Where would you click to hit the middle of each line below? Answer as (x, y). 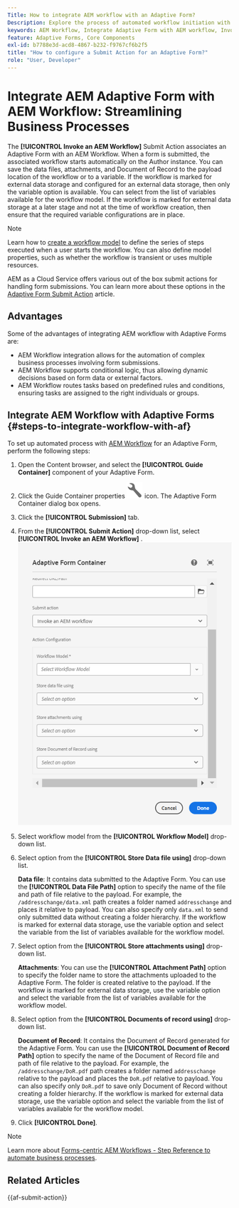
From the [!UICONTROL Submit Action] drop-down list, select (109, 531)
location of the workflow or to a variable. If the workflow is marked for (110, 176)
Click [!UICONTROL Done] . (57, 1122)
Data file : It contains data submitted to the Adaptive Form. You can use (122, 879)
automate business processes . (52, 1158)
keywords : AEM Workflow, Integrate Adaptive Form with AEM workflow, (113, 30)
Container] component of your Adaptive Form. (86, 472)
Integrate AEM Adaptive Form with (111, 97)
